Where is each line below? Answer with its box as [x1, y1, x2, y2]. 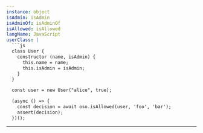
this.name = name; [22, 59, 69, 65]
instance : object [6, 8, 50, 15]
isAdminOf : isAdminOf [6, 20, 61, 26]
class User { [11, 48, 45, 54]
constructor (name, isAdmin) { [17, 54, 96, 60]
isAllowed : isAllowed [6, 25, 61, 32]
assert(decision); [17, 109, 63, 115]
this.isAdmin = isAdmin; [22, 65, 85, 71]
